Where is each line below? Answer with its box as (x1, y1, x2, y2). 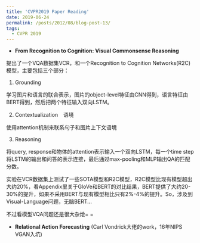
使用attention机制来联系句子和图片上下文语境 (6, 124, 117, 131)
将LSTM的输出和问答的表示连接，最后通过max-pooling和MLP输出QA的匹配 (6, 155, 190, 163)
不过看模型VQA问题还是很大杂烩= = (6, 211, 94, 218)
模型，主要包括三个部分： (6, 67, 69, 74)
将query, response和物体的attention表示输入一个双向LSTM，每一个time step (6, 148, 194, 155)
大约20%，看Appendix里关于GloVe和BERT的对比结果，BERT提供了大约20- (6, 183, 191, 191)
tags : (6, 25, 20, 32)
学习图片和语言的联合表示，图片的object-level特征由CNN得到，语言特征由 (6, 91, 189, 98)
